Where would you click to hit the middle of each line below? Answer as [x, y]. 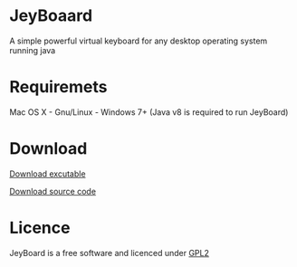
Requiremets [58, 87]
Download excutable [48, 174]
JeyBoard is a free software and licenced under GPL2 [110, 253]
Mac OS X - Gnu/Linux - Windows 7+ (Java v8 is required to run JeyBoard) [149, 112]
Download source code [53, 191]
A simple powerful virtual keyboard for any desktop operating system [139, 41]
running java [33, 50]
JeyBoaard [51, 16]
